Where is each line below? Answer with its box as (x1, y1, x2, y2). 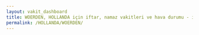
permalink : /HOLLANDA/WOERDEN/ (6, 20, 84, 26)
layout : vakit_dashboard (6, 8, 68, 15)
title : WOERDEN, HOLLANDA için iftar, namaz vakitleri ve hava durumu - (6, 14, 190, 20)
